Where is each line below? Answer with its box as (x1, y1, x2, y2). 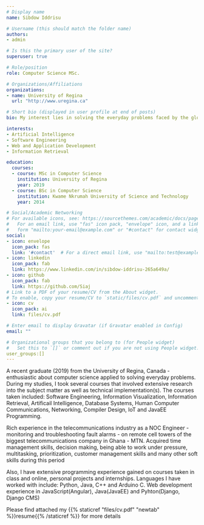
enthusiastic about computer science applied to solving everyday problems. (6, 374, 196, 381)
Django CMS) (6, 494, 40, 502)
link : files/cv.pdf (12, 311, 61, 318)
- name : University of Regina (6, 92, 83, 99)
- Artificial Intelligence (6, 131, 75, 137)
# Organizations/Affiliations (6, 81, 83, 87)
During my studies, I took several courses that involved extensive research (6, 380, 193, 388)
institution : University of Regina (17, 176, 107, 183)
